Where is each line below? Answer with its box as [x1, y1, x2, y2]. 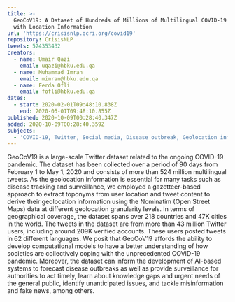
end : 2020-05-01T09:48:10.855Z [20, 108, 111, 115]
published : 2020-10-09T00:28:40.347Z [7, 114, 117, 121]
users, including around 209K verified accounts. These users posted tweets [7, 227, 226, 236]
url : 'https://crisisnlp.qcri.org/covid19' [7, 29, 136, 37]
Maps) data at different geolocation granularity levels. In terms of [7, 205, 194, 213]
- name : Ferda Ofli [13, 82, 71, 89]
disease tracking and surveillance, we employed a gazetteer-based [7, 182, 201, 191]
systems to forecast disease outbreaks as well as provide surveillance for [7, 264, 219, 273]
